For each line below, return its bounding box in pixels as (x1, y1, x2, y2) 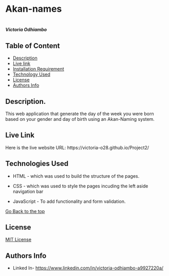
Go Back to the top (5, 208, 45, 214)
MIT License (5, 237, 32, 243)
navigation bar (12, 188, 44, 195)
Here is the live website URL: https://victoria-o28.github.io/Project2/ (5, 144, 149, 151)
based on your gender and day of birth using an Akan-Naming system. (5, 116, 155, 122)
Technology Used (12, 71, 50, 77)
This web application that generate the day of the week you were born (5, 111, 154, 117)
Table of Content (5, 41, 60, 50)
